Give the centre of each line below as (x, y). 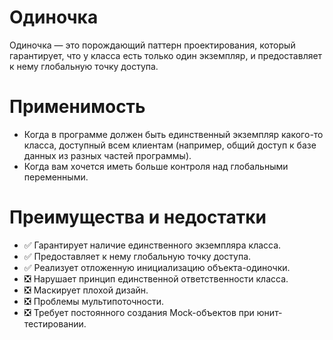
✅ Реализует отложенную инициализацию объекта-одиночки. (157, 267)
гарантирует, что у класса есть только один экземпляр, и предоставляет (166, 55)
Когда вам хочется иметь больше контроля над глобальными (156, 166)
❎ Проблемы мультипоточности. (93, 301)
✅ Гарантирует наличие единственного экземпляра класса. (152, 245)
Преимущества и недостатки (138, 217)
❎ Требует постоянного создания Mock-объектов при (139, 312)
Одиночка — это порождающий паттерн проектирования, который (152, 45)
